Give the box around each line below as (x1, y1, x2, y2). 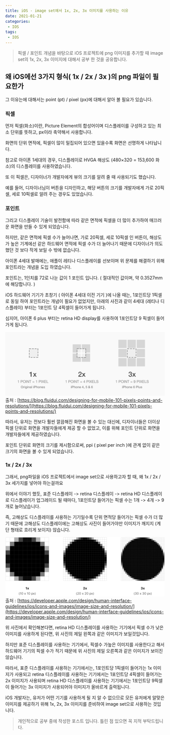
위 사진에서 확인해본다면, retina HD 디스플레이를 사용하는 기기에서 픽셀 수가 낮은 (5, 624, 164, 630)
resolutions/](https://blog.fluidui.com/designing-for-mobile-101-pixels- (5, 403, 152, 409)
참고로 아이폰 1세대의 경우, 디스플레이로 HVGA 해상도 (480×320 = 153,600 (5, 157, 154, 163)
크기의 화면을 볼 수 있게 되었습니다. (5, 448, 74, 455)
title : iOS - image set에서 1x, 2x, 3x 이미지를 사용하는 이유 (5, 8, 129, 13)
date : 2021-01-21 (5, 13, 42, 19)
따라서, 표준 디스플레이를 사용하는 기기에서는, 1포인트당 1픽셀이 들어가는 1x (5, 665, 152, 671)
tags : (5, 29, 17, 35)
